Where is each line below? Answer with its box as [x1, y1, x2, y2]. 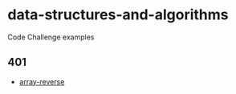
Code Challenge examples [7, 32, 95, 42]
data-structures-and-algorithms [7, 6, 230, 24]
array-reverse [18, 76, 65, 86]
